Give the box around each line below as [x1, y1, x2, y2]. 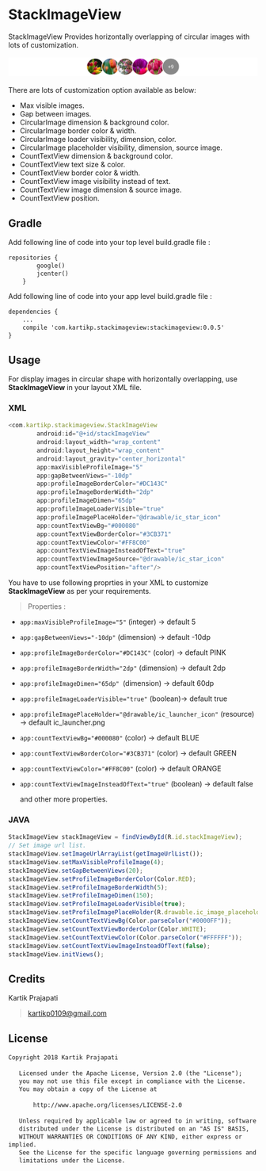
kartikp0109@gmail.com [27, 1008, 107, 1018]
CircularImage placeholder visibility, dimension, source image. [19, 143, 223, 152]
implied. [8, 1141, 37, 1149]
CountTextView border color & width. [19, 168, 141, 178]
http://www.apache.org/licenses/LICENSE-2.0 [32, 1101, 182, 1109]
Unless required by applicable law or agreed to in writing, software [18, 1117, 257, 1125]
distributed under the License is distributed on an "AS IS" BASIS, [18, 1125, 249, 1133]
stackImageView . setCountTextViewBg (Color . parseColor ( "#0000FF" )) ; [8, 917, 232, 925]
